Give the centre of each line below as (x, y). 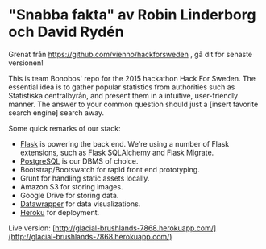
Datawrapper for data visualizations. (80, 204)
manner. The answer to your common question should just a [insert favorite (133, 104)
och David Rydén (66, 32)
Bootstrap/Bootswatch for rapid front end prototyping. (110, 169)
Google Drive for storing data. (69, 195)
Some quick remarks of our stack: (64, 128)
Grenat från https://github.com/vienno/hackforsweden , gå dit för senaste (131, 54)
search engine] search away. (56, 112)
